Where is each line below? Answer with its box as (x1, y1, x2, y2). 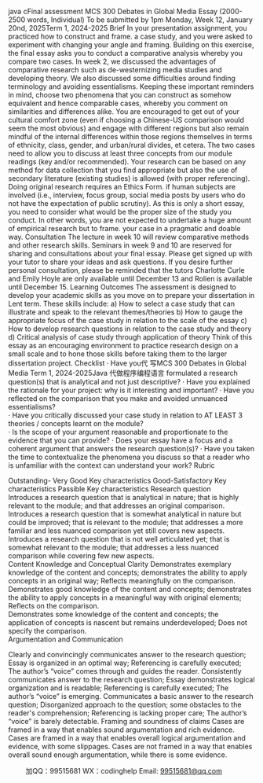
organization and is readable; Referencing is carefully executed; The (8, 683, 229, 693)
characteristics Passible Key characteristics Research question (8, 484, 212, 494)
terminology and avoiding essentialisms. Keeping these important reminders (8, 82, 254, 91)
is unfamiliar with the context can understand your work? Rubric (8, 461, 216, 470)
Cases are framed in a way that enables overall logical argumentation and (8, 733, 246, 742)
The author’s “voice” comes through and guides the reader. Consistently (8, 667, 242, 675)
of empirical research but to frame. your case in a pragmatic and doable (8, 224, 241, 233)
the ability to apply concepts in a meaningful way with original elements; (8, 593, 242, 602)
